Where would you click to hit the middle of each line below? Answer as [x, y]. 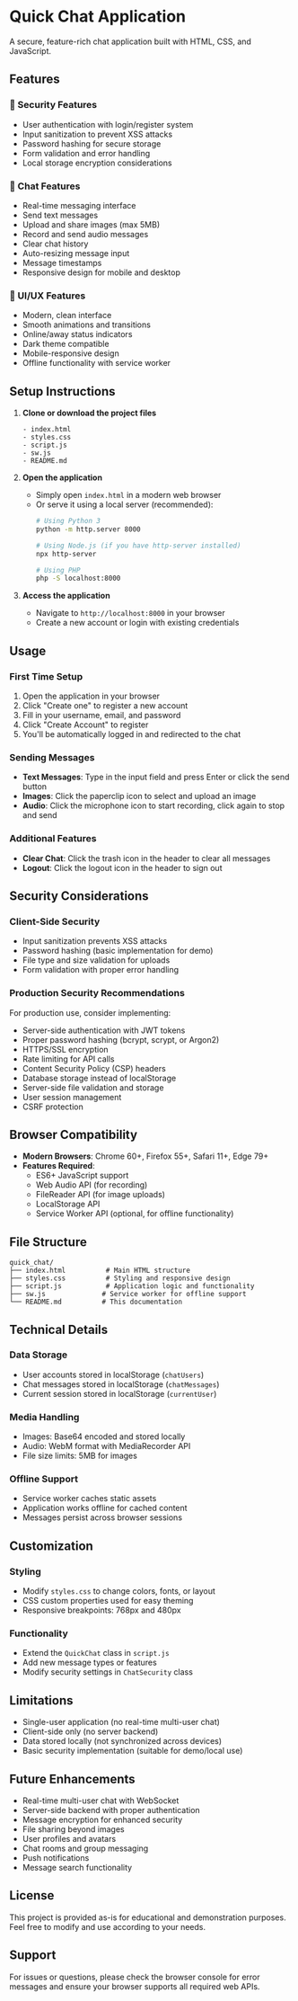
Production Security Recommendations [97, 993]
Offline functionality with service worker [96, 363]
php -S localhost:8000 [78, 578]
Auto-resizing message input [76, 253]
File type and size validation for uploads [96, 960]
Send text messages [60, 215]
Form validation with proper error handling [101, 970]
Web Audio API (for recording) [92, 1185]
